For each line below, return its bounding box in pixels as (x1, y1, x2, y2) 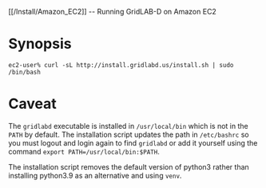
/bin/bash (8, 68, 42, 76)
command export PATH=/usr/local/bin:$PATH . (8, 146, 160, 156)
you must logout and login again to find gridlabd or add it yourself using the (8, 138, 258, 147)
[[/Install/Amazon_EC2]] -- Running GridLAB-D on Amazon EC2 (8, 7, 217, 16)
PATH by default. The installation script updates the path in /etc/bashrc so (8, 130, 249, 139)
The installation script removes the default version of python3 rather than (8, 162, 249, 171)
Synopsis (8, 35, 72, 53)
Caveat (8, 95, 58, 113)
